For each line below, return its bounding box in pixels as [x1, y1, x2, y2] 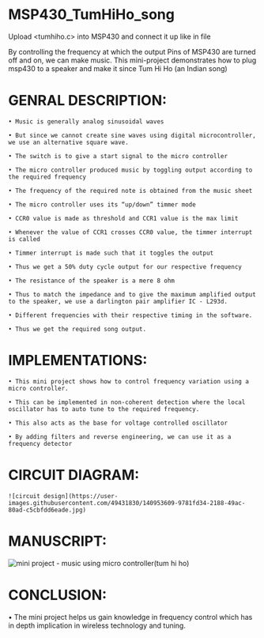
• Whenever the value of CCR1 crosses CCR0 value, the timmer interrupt [8, 228, 253, 236]
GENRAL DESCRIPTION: [8, 92, 168, 110]
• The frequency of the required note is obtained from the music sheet [8, 187, 253, 194]
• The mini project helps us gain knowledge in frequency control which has [8, 612, 253, 621]
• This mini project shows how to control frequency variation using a [8, 377, 249, 385]
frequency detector [8, 440, 73, 447]
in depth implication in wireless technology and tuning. [8, 621, 186, 630]
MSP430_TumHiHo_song [8, 6, 175, 24]
